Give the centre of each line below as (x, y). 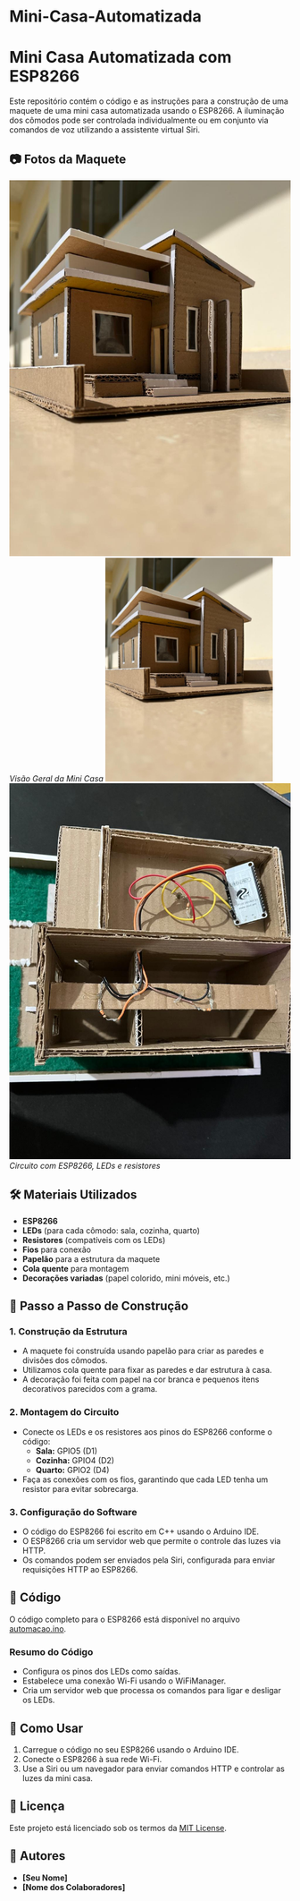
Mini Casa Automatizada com (121, 58)
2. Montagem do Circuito (64, 1412)
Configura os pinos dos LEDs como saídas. (101, 1672)
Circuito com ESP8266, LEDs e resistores (85, 1165)
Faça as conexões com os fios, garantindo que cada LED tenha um (145, 1479)
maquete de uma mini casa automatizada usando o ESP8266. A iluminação (147, 111)
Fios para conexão (57, 1249)
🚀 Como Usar (46, 1728)
